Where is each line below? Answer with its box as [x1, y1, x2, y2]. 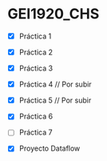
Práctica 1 [18, 31, 52, 41]
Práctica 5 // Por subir [18, 95, 92, 105]
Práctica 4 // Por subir [18, 79, 93, 89]
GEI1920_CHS [7, 5, 100, 23]
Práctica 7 [18, 127, 53, 137]
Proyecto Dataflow [18, 143, 81, 153]
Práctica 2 [18, 47, 53, 57]
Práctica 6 [18, 111, 53, 121]
